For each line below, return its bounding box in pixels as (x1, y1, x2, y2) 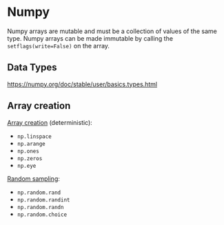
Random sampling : (7, 174, 61, 183)
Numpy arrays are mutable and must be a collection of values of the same (7, 27, 217, 35)
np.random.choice (17, 211, 68, 218)
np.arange (17, 140, 46, 147)
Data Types (7, 61, 57, 73)
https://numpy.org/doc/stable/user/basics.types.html (7, 80, 157, 88)
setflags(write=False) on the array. (7, 41, 110, 50)
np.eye (17, 162, 37, 169)
